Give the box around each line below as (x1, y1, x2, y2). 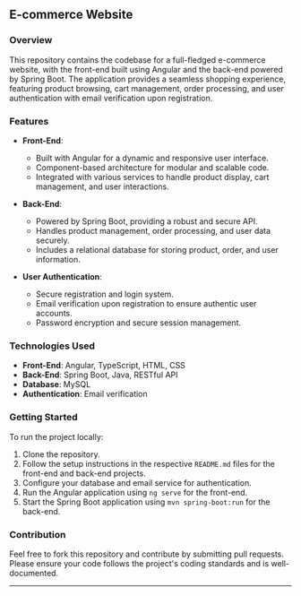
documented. (9, 567, 59, 578)
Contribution (9, 528, 66, 540)
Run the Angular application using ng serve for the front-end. (21, 487, 248, 497)
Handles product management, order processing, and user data (35, 225, 271, 236)
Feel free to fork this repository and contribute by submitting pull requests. (9, 548, 285, 559)
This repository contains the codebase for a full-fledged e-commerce (9, 54, 266, 65)
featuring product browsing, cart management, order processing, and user (9, 82, 285, 93)
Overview (9, 34, 53, 47)
